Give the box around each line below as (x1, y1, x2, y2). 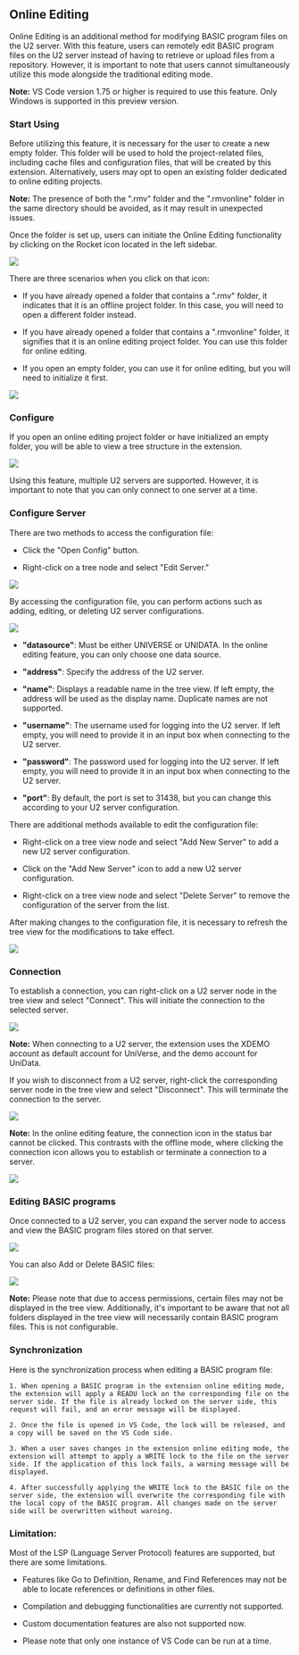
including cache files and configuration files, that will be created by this (9, 157, 272, 168)
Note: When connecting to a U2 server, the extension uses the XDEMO (9, 1039, 270, 1049)
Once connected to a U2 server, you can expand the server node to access (9, 1216, 287, 1227)
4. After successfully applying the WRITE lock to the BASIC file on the (9, 1483, 290, 1492)
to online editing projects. (9, 176, 103, 187)
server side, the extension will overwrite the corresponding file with (9, 1491, 286, 1500)
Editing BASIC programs (9, 1195, 116, 1208)
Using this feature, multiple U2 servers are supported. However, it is (9, 475, 259, 486)
